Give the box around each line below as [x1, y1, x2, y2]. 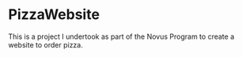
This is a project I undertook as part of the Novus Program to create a [8, 32, 235, 41]
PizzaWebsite [8, 6, 100, 24]
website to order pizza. [8, 40, 83, 49]
